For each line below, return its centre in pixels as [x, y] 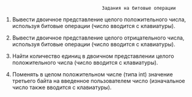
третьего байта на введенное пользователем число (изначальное [98, 81]
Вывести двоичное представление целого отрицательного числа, [98, 38]
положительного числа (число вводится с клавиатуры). [85, 63]
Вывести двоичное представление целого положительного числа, [99, 20]
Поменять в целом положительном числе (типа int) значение [92, 74]
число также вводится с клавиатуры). [62, 87]
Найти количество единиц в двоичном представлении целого [93, 56]
